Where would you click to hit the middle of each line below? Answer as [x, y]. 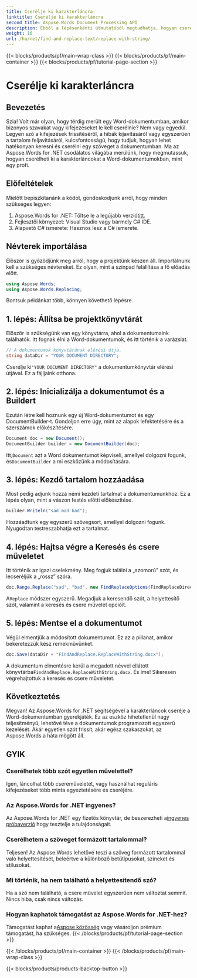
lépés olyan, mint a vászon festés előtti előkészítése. [69, 500]
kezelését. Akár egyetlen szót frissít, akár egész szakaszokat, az [84, 729]
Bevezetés [26, 107]
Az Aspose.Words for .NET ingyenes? [61, 805]
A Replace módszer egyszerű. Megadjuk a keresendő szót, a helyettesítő [93, 598]
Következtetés [33, 697]
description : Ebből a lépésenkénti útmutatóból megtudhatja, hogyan [91, 28]
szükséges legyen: [29, 204]
